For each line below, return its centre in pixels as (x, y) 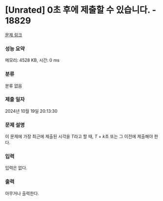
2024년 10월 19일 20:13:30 (31, 111)
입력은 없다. (16, 168)
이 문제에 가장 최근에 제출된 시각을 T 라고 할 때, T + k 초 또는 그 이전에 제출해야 (79, 137)
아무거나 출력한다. (22, 193)
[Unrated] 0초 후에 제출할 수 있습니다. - (81, 10)
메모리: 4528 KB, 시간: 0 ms (32, 60)
